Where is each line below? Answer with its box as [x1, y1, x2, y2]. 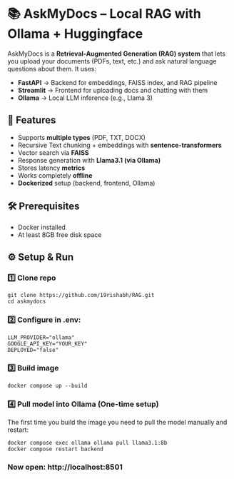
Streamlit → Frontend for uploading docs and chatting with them [17, 86, 208, 94]
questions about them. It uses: [7, 64, 96, 73]
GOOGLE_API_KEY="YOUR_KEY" [7, 340, 88, 347]
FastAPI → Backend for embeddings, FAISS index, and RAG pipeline [17, 78, 218, 86]
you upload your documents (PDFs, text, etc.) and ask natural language [7, 56, 217, 65]
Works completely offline [17, 171, 93, 179]
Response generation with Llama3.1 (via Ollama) [17, 156, 161, 164]
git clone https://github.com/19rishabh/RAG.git [7, 292, 155, 299]
